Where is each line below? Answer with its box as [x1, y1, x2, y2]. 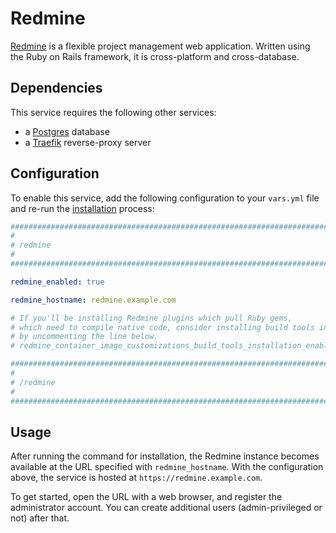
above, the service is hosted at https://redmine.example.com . [10, 472, 263, 484]
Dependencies [10, 80, 103, 97]
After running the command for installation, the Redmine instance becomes [10, 450, 320, 462]
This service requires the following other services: [10, 106, 217, 118]
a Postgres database [24, 125, 110, 137]
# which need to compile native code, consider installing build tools [10, 322, 315, 332]
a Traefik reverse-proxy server [24, 136, 152, 148]
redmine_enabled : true [10, 277, 105, 287]
